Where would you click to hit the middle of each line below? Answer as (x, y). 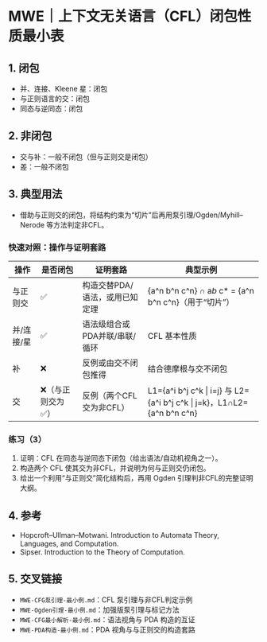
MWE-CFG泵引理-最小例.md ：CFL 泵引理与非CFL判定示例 (106, 599)
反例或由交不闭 (110, 363)
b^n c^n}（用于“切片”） (191, 302)
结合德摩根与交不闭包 (188, 368)
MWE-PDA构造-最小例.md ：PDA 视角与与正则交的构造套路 (108, 629)
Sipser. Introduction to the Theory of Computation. (102, 552)
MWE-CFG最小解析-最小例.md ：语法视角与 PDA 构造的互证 (107, 619)
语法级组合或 (106, 324)
